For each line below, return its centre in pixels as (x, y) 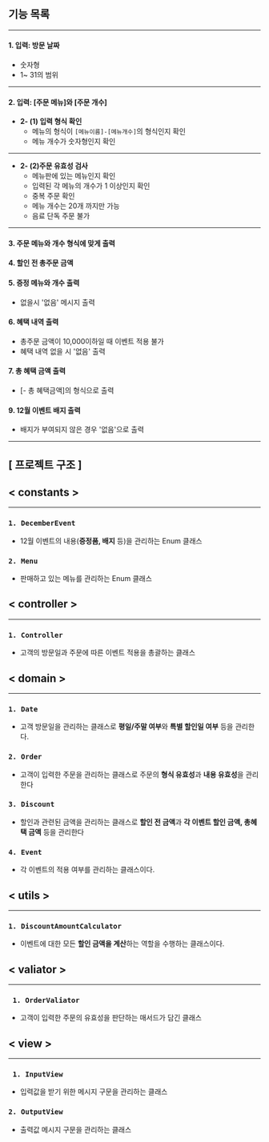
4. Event (25, 852)
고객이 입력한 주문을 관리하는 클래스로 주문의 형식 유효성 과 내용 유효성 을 (132, 774)
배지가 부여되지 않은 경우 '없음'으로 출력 (82, 430)
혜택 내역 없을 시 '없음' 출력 (62, 351)
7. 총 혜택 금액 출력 (37, 371)
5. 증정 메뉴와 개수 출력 (44, 283)
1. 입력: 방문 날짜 (34, 46)
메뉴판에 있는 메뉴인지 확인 (74, 176)
